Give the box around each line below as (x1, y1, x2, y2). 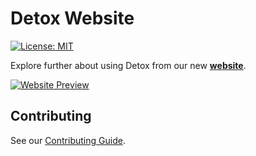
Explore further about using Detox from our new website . (10, 59, 247, 71)
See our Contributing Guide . (10, 134, 126, 146)
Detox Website (10, 7, 135, 30)
